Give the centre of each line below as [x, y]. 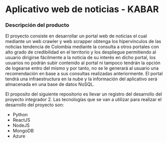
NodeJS [21, 125]
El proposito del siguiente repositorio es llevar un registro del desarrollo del [84, 94]
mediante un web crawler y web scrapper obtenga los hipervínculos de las [83, 41]
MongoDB [23, 131]
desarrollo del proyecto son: [35, 105]
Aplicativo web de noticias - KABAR [82, 9]
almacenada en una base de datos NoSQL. [50, 84]
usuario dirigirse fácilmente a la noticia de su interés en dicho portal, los [80, 58]
